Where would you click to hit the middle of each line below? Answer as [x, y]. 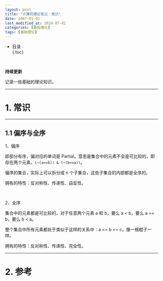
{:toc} [18, 52]
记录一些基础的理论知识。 [31, 82]
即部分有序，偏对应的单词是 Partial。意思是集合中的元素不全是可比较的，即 [80, 156]
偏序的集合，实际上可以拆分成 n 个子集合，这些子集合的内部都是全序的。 [78, 173]
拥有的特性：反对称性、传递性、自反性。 [45, 183]
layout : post [18, 9]
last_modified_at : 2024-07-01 [36, 23]
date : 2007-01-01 [23, 18]
